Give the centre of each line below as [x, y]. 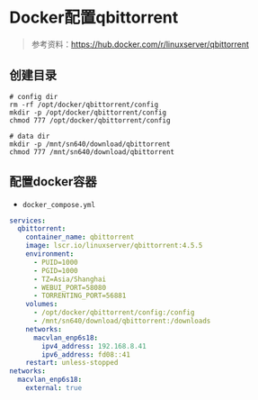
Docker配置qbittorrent [94, 18]
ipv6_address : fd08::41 [86, 355]
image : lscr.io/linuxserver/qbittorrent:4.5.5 [114, 246]
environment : [50, 254]
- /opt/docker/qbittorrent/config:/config [114, 313]
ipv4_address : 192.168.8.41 [94, 346]
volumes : [42, 305]
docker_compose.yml [59, 205]
